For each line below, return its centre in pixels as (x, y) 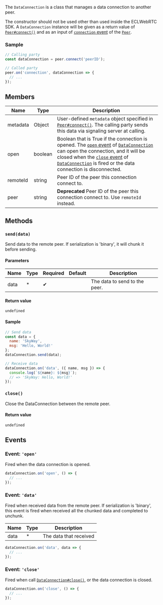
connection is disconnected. (89, 169)
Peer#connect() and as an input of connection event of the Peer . (68, 32)
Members (20, 97)
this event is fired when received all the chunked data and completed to (76, 511)
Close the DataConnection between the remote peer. (58, 404)
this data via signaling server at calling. (101, 131)
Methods (19, 221)
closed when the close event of (93, 157)
